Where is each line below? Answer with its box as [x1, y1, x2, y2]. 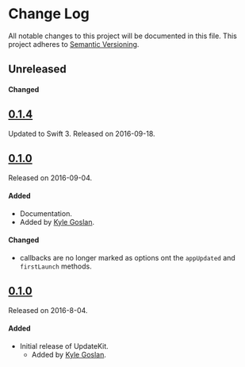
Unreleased [8, 63, 67, 76]
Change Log [8, 5, 90, 23]
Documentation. [19, 208, 73, 218]
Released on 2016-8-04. [8, 305, 88, 315]
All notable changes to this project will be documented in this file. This [8, 31, 238, 41]
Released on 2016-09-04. [8, 172, 93, 183]
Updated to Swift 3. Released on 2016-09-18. [8, 129, 156, 138]
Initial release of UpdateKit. [19, 341, 109, 350]
